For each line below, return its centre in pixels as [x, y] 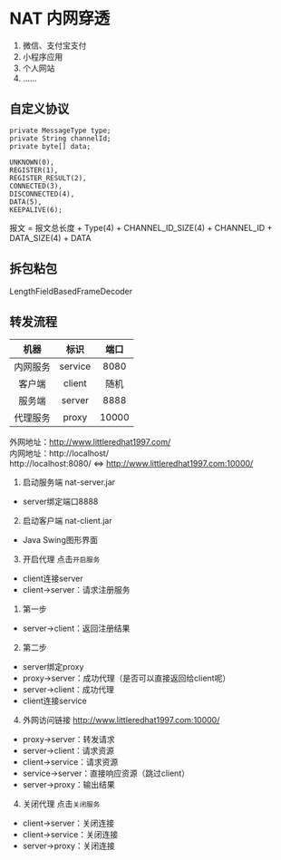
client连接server [53, 579]
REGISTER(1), [34, 170]
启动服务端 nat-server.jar [69, 482]
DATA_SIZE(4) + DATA [50, 237]
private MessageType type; [60, 130]
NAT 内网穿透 [60, 19]
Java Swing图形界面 [60, 540]
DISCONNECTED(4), [42, 194]
